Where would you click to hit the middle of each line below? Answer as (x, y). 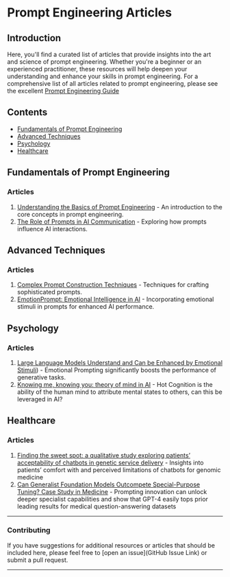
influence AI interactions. (52, 228)
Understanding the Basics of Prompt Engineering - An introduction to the (119, 207)
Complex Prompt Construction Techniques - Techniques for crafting (113, 285)
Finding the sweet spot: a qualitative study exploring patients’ (103, 455)
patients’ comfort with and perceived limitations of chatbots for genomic (119, 470)
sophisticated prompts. (50, 292)
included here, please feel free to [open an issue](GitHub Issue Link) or (107, 552)
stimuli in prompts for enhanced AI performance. (86, 307)
